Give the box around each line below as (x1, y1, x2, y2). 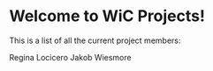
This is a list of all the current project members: (9, 35, 181, 46)
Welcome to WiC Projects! (9, 6, 206, 26)
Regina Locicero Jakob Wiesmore (9, 52, 132, 62)
